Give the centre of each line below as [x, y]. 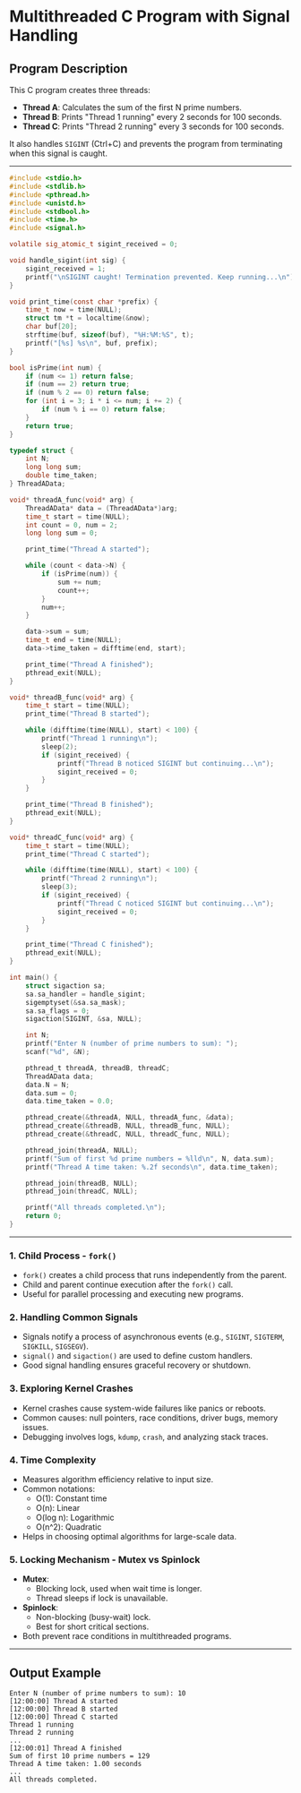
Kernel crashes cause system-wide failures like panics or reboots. [144, 1408]
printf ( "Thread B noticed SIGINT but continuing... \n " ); [166, 763]
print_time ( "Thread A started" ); [88, 549]
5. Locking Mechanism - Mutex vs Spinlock [105, 1559]
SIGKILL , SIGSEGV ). [56, 1346]
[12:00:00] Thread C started [64, 1717]
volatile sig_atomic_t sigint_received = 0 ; [94, 244]
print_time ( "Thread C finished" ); [90, 945]
